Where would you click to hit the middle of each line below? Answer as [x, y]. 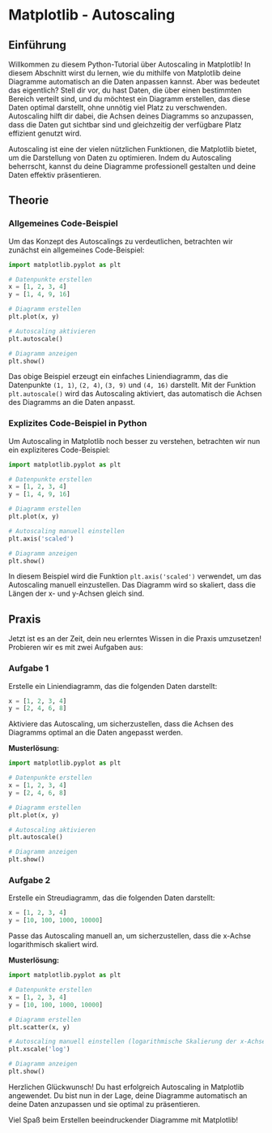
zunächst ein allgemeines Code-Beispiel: [76, 250]
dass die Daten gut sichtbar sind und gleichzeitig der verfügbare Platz [125, 125]
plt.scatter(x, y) [39, 1027]
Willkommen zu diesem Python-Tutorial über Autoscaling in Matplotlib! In [130, 64]
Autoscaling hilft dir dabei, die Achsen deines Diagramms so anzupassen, [131, 116]
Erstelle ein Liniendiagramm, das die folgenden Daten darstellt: [113, 686]
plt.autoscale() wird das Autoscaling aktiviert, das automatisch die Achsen [135, 394]
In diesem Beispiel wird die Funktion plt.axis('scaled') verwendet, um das [135, 576]
